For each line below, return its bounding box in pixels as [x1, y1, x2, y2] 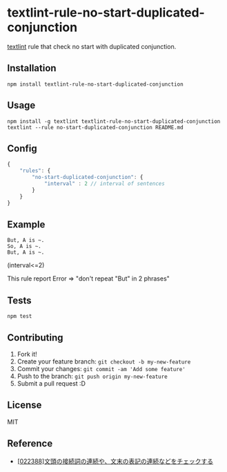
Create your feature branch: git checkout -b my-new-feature [17, 357, 191, 366]
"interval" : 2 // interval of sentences [43, 180, 166, 187]
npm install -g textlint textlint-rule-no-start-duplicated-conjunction [7, 117, 221, 125]
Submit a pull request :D [17, 379, 86, 388]
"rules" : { [19, 167, 51, 174]
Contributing [7, 332, 63, 343]
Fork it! [17, 350, 38, 358]
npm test [7, 313, 32, 320]
